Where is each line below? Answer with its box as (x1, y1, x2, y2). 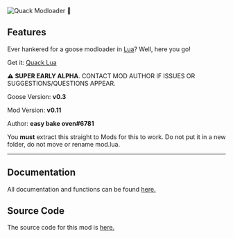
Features (7, 26, 46, 38)
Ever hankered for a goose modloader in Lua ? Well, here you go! (7, 45, 191, 53)
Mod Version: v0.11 (7, 106, 62, 114)
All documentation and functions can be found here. (7, 185, 156, 193)
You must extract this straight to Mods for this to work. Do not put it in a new (7, 132, 227, 141)
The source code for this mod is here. (7, 223, 115, 232)
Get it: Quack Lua (7, 58, 57, 66)
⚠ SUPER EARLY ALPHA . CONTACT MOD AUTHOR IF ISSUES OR (7, 71, 196, 80)
